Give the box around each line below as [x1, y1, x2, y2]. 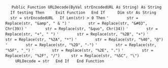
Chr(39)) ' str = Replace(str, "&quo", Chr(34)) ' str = [5, 26, 158, 31]
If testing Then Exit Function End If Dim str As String [10, 10, 156, 15]
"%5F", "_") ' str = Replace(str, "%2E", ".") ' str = [5, 48, 154, 53]
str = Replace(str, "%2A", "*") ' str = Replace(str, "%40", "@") [5, 37, 163, 42]
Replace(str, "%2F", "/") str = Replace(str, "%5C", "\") [5, 53, 140, 58]
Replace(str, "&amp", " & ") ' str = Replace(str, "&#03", [5, 21, 148, 26]
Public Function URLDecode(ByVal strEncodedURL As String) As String [11, 5, 162, 10]
